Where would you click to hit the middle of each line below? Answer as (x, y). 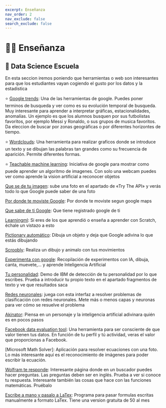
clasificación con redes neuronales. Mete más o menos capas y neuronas (80, 300)
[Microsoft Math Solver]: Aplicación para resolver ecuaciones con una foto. (82, 350)
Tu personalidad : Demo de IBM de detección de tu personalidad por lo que (81, 274)
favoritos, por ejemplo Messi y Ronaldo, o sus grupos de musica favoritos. (81, 121)
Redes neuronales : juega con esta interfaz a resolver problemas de (73, 295)
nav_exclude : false (25, 19)
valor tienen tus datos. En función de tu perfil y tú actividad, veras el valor (80, 335)
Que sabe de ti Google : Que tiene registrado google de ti (62, 210)
